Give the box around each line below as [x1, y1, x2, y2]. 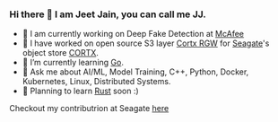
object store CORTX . [22, 48, 99, 58]
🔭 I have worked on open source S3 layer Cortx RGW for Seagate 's [22, 38, 270, 48]
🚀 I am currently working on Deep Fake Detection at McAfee [22, 29, 245, 39]
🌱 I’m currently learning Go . [22, 57, 124, 68]
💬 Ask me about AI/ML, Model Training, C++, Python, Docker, [22, 66, 249, 77]
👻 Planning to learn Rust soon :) [22, 85, 139, 97]
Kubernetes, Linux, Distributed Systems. [22, 76, 171, 87]
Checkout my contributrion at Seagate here [9, 103, 169, 114]
